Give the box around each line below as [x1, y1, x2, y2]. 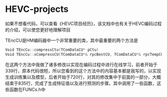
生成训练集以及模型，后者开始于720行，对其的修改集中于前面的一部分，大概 [5, 74, 162, 80]
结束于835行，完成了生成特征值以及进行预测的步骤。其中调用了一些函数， [5, 80, 157, 86]
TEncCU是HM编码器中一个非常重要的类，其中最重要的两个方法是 [5, 37, 138, 43]
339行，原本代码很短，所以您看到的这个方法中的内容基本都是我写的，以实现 [5, 68, 162, 74]
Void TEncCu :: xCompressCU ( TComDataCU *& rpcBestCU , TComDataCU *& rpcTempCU [5, 52, 164, 57]
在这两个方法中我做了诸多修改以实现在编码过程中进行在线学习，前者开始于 [5, 61, 158, 68]
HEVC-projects [5, 3, 69, 15]
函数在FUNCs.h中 [9, 86, 46, 93]
